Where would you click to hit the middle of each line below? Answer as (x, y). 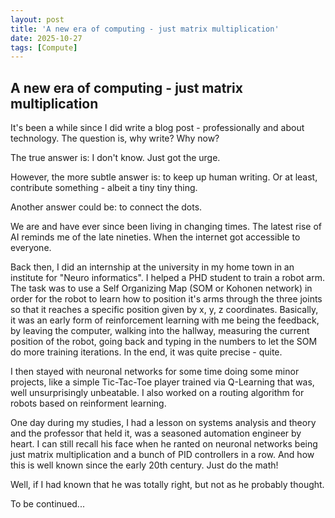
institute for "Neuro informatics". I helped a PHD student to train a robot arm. (168, 278)
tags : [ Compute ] (44, 47)
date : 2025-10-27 (46, 38)
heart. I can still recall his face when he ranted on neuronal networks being (164, 444)
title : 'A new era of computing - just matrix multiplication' (145, 29)
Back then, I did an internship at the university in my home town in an (152, 267)
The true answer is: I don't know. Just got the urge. (115, 158)
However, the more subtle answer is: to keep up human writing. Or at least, (164, 177)
